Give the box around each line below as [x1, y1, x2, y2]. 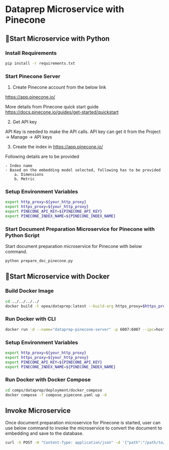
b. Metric [14, 176, 35, 182]
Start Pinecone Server [5, 73, 60, 80]
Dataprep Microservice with [5, 4, 124, 15]
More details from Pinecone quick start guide [5, 104, 99, 110]
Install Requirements [5, 49, 57, 56]
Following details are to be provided [5, 154, 79, 160]
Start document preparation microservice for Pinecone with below [5, 243, 142, 249]
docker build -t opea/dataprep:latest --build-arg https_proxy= [5, 303, 143, 308]
